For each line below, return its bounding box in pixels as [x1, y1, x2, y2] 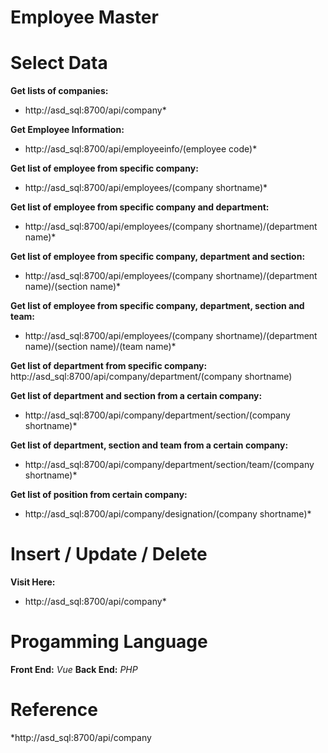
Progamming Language [10, 631, 208, 653]
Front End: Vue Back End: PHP [10, 664, 138, 675]
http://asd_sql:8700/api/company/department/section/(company [24, 409, 291, 421]
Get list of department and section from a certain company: [10, 390, 263, 402]
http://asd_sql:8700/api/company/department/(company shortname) [10, 371, 293, 383]
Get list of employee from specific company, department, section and [10, 300, 305, 312]
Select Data [10, 52, 108, 75]
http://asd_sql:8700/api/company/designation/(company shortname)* [24, 508, 312, 520]
